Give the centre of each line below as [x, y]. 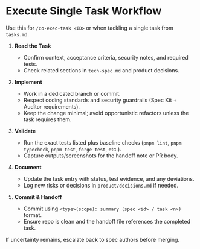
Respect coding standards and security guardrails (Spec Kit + [100, 100]
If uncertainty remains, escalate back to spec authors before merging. [92, 239]
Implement [28, 82]
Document [28, 167]
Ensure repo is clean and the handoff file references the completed [107, 221]
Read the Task [33, 46]
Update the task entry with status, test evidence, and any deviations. [109, 178]
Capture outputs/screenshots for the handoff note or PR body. [101, 156]
